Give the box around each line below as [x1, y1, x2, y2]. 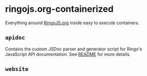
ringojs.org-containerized [5, 3, 114, 15]
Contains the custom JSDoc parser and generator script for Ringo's [5, 46, 142, 52]
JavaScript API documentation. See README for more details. [5, 51, 131, 57]
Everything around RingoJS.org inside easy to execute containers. [5, 20, 140, 26]
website [5, 66, 29, 73]
